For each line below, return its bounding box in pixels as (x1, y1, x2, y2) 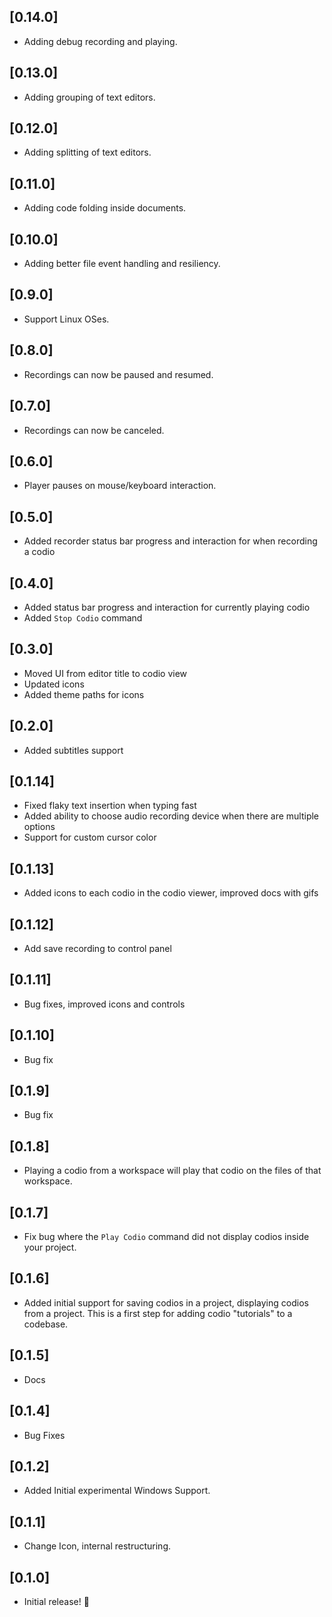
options (23, 821, 56, 833)
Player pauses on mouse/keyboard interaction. (23, 480, 217, 492)
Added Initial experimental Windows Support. (23, 1485, 211, 1497)
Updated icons (23, 678, 85, 690)
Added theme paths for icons (23, 688, 145, 700)
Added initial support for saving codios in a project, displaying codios (23, 1296, 309, 1309)
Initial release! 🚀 (23, 1595, 90, 1607)
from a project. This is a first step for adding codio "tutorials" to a (23, 1307, 293, 1319)
